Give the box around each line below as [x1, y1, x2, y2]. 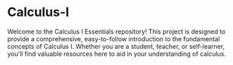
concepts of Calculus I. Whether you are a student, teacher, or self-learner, [7, 42, 225, 50]
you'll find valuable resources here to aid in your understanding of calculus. [7, 50, 227, 58]
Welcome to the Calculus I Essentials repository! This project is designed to [7, 27, 226, 36]
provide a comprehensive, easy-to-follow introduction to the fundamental [7, 34, 220, 43]
